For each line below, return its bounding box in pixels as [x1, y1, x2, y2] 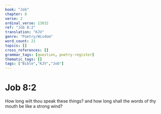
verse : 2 [5, 16, 23, 21]
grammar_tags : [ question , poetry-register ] [5, 52, 95, 57]
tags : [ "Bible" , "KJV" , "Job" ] [5, 61, 64, 66]
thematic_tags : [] [5, 57, 42, 62]
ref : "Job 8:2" [5, 25, 36, 30]
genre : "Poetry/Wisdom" [5, 34, 53, 39]
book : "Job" [5, 7, 29, 12]
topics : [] [5, 43, 27, 48]
